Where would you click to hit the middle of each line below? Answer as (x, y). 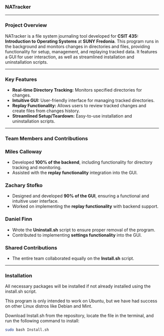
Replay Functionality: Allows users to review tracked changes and (79, 105)
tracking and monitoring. (37, 168)
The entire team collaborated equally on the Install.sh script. (73, 258)
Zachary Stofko (24, 186)
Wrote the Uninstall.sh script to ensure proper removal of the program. (83, 230)
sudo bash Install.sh (27, 330)
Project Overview (26, 25)
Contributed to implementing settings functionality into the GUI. (77, 235)
